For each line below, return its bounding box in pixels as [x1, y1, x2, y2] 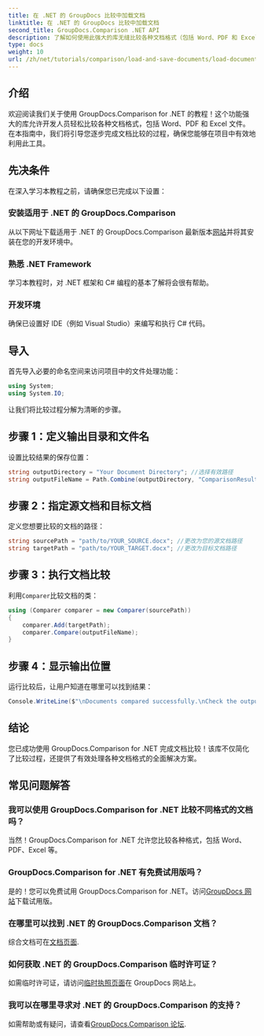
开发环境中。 [35, 237, 77, 246]
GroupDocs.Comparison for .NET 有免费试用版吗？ [8, 867, 203, 878]
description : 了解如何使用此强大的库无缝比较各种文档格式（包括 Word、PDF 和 [8, 33, 238, 42]
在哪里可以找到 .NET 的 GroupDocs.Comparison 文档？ [8, 918, 218, 929]
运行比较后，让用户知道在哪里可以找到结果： [8, 682, 153, 691]
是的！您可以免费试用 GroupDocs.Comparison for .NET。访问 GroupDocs [8, 886, 244, 896]
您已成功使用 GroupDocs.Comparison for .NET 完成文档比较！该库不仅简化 [8, 743, 250, 753]
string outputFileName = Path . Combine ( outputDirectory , [8, 475, 195, 483]
